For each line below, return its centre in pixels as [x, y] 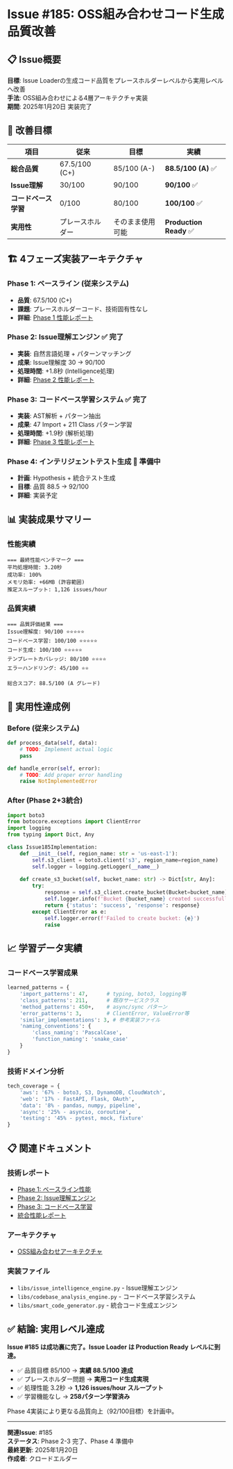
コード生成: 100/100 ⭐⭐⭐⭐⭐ [45, 650]
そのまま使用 [134, 222]
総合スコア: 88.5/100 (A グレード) [54, 684]
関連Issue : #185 [30, 1433]
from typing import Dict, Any [51, 835]
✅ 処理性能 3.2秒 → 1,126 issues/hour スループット [90, 1388]
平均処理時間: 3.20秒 [35, 568]
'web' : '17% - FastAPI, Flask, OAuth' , [77, 1099]
